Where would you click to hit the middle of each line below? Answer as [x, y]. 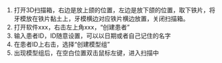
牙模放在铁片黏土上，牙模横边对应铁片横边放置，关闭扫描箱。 [101, 18]
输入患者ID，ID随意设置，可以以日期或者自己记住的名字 [92, 36]
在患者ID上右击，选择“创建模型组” [62, 44]
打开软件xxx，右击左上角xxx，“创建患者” [71, 27]
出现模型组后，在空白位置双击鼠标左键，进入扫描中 [86, 53]
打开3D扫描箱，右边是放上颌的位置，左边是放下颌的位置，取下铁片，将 [114, 10]
